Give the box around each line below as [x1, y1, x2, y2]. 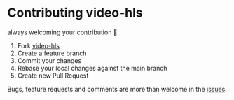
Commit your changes [17, 56, 82, 64]
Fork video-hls [17, 41, 60, 50]
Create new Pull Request [17, 71, 89, 80]
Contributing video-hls [7, 5, 144, 21]
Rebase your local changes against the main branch [17, 64, 167, 72]
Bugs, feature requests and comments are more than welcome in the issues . [7, 85, 228, 93]
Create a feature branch [17, 49, 87, 57]
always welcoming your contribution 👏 [7, 28, 118, 36]
